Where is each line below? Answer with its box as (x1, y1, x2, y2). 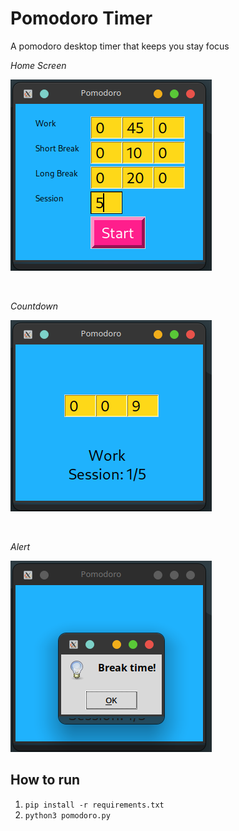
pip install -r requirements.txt (24, 800, 165, 810)
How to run (10, 772, 81, 789)
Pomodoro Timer (10, 7, 153, 30)
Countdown (10, 300, 59, 312)
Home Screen (10, 59, 67, 71)
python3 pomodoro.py (24, 810, 111, 821)
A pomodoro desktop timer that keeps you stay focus (10, 40, 230, 52)
